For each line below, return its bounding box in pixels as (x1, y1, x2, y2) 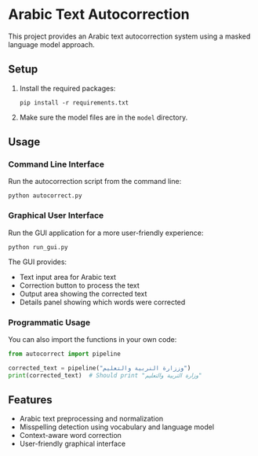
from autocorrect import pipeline (8, 350, 122, 359)
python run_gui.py (8, 243, 68, 251)
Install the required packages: (19, 83, 116, 93)
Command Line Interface (8, 159, 104, 170)
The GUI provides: (8, 257, 67, 267)
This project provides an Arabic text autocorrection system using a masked (8, 31, 251, 41)
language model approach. (8, 39, 96, 49)
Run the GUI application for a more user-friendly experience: (8, 228, 204, 237)
